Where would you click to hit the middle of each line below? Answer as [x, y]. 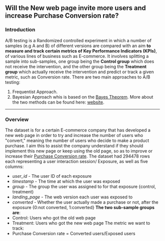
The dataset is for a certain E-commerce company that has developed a [78, 130]
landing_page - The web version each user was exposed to [72, 197]
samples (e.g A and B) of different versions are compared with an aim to [78, 46]
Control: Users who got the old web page [54, 217]
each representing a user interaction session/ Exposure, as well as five [77, 161]
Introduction [20, 30]
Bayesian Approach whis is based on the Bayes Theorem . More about [83, 97]
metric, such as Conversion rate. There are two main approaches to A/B [78, 77]
